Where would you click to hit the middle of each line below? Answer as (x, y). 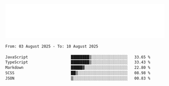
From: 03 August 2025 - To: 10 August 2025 (52, 46)
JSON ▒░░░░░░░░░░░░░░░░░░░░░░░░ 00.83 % (78, 78)
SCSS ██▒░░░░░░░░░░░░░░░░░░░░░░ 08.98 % (78, 73)
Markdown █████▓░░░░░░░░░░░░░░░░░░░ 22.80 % (78, 68)
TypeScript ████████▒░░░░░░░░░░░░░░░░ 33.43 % (78, 62)
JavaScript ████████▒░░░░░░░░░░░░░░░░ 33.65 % (78, 57)
